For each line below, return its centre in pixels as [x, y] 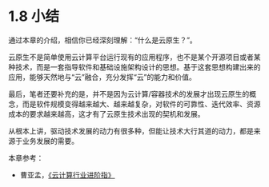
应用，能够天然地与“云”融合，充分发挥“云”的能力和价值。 [102, 77]
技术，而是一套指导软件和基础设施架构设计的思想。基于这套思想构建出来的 [138, 67]
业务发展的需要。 [50, 141]
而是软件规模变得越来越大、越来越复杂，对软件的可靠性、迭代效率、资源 [141, 104]
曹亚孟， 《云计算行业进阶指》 [67, 175]
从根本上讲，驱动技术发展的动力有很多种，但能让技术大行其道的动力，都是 [131, 131]
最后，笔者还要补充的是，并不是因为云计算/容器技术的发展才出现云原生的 [129, 93]
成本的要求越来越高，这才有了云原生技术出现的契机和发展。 [106, 113]
